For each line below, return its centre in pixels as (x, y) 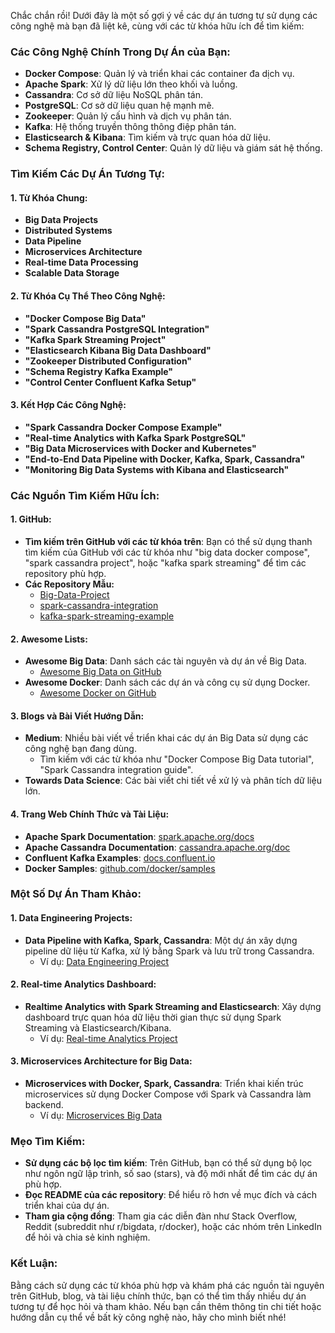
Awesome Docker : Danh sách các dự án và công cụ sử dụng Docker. (167, 682)
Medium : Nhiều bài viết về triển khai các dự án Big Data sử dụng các (166, 738)
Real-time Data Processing (81, 262)
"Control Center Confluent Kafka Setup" (110, 382)
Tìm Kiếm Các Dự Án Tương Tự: (87, 174)
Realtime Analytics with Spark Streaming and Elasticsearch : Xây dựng (173, 1006)
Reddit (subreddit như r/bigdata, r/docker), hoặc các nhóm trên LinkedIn (173, 1227)
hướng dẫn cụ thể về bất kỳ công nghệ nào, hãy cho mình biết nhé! (148, 1317)
